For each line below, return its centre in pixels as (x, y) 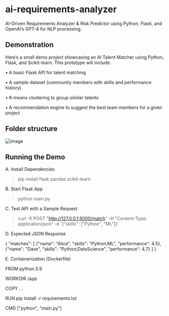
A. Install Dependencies (30, 169)
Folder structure (31, 129)
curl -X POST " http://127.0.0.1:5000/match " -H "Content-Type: (82, 219)
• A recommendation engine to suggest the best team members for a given (84, 107)
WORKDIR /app (21, 279)
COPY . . (14, 289)
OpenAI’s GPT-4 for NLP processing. (44, 28)
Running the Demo (35, 157)
